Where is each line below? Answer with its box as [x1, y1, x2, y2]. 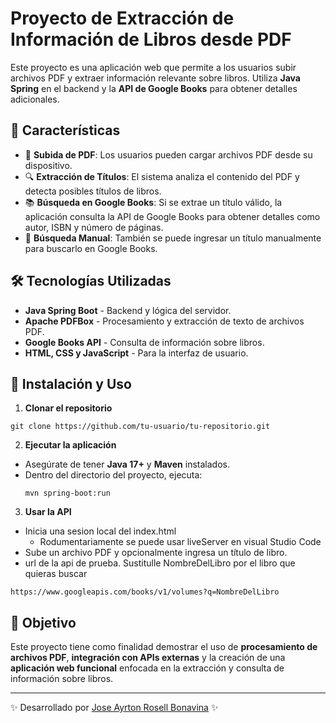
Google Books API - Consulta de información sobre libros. [24, 336, 265, 348]
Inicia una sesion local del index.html [24, 525, 177, 537]
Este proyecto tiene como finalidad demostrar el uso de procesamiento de [10, 641, 318, 653]
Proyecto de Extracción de [10, 7, 235, 30]
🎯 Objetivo [10, 614, 77, 631]
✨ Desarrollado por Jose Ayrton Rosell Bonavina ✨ [10, 702, 219, 714]
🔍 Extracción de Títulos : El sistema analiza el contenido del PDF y [24, 170, 300, 182]
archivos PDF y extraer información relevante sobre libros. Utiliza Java [10, 72, 301, 84]
